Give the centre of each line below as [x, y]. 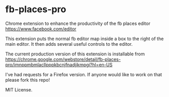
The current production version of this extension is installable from [75, 54]
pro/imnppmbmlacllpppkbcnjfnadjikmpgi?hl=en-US [59, 64]
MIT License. [19, 89]
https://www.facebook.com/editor [41, 28]
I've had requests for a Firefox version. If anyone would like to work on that [84, 74]
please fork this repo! [27, 80]
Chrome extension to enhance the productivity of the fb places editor [78, 23]
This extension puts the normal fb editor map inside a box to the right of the [84, 39]
